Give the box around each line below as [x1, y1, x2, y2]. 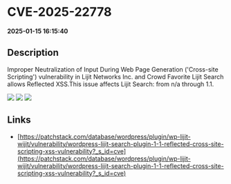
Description [7, 47, 59, 59]
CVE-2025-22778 [7, 4, 112, 20]
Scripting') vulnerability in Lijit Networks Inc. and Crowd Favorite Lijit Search [7, 72, 224, 81]
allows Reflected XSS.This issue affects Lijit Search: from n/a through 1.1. [7, 80, 214, 88]
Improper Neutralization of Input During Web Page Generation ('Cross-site [7, 65, 219, 73]
